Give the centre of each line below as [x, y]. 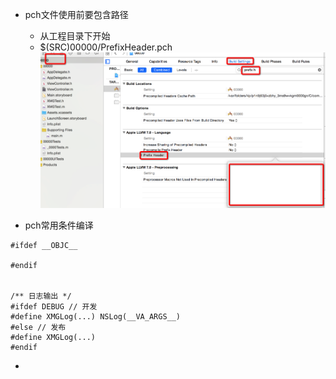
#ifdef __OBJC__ [44, 245]
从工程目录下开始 [75, 36]
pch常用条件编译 [59, 225]
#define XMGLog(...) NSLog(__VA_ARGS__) [96, 316]
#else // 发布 [38, 327]
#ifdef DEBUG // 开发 [54, 306]
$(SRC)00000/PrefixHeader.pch [106, 47]
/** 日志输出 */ [41, 296]
